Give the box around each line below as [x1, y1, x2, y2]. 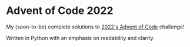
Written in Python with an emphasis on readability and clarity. [6, 34, 155, 41]
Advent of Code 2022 [6, 4, 114, 17]
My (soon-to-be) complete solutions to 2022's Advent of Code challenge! [6, 23, 185, 30]
